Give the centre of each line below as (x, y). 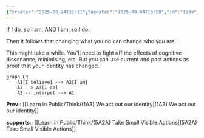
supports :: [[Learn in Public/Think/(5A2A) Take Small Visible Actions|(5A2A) (102, 122)
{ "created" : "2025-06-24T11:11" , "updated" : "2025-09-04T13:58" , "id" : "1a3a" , (103, 12)
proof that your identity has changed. (53, 66)
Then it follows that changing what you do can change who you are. (91, 41)
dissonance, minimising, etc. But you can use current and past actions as (98, 59)
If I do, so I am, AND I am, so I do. (48, 29)
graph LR (17, 77)
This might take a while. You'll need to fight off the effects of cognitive (94, 53)
